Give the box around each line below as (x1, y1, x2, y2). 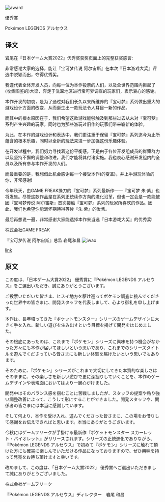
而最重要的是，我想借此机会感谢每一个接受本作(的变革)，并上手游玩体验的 (5, 171, 155, 177)
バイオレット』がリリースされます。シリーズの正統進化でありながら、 (13, 435, 155, 442)
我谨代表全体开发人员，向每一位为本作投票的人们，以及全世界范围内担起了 (5, 82, 156, 88)
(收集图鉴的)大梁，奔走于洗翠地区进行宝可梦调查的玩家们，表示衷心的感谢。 (5, 88, 159, 94)
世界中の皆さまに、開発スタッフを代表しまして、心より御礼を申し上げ (13, 299, 156, 305)
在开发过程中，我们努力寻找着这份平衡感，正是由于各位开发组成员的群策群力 (5, 148, 160, 154)
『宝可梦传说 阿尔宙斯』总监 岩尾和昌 (5, 237, 81, 243)
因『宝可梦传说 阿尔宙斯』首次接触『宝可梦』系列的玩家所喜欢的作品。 (5, 199, 148, 206)
